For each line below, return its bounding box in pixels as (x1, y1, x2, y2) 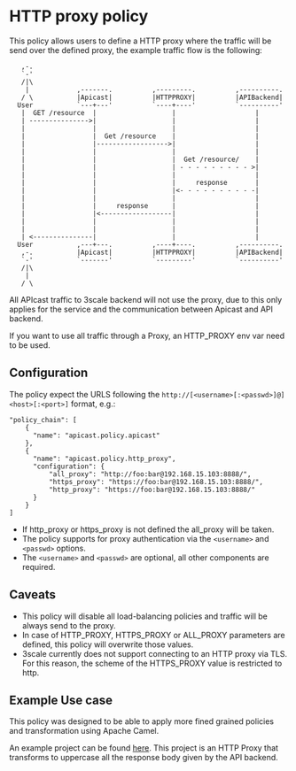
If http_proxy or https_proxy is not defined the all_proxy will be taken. (21, 524, 275, 535)
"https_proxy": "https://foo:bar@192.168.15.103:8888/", (48, 477, 264, 486)
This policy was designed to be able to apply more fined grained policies (9, 716, 275, 727)
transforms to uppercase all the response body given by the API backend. (9, 752, 279, 763)
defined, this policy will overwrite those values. (21, 639, 194, 650)
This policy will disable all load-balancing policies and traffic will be (21, 611, 269, 621)
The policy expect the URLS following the (9, 389, 160, 399)
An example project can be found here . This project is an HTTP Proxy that (9, 743, 279, 753)
